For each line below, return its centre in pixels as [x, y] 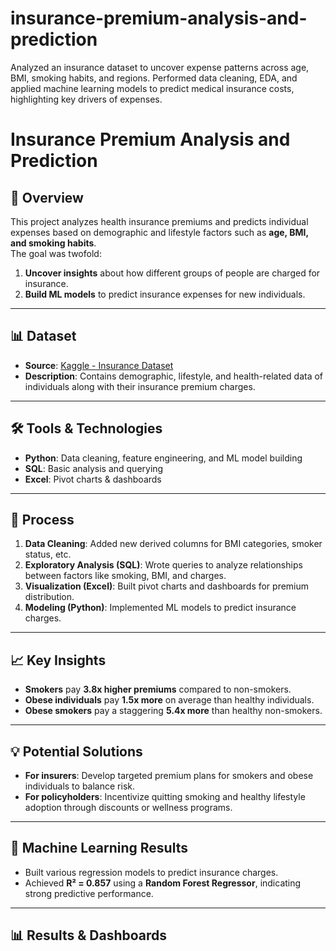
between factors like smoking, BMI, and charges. [125, 576]
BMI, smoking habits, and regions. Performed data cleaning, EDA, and [154, 78]
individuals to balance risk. [79, 786]
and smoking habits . [53, 243]
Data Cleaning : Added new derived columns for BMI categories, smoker [173, 544]
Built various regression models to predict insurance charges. [151, 872]
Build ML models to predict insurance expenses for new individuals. [165, 294]
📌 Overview [47, 197]
